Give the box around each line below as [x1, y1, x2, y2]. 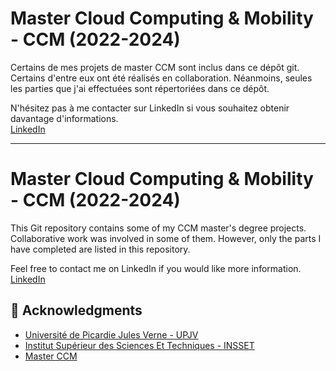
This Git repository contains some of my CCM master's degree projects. [10, 222, 307, 234]
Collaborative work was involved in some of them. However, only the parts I [10, 232, 322, 244]
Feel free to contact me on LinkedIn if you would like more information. [10, 262, 302, 274]
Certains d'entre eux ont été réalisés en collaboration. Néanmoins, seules [10, 72, 313, 84]
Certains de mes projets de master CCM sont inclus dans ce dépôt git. [10, 61, 300, 73]
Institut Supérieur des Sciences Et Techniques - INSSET [24, 339, 255, 351]
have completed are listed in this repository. [10, 243, 191, 255]
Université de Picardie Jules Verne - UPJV [24, 328, 199, 341]
